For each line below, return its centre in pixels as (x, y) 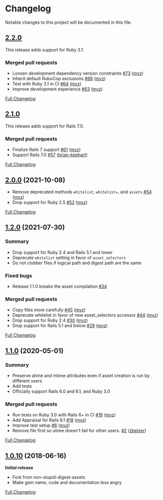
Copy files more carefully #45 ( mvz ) (49, 310)
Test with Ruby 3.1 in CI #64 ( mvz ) (47, 84)
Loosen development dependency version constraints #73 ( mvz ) (78, 73)
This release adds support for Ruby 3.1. (45, 49)
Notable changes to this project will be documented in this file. (68, 22)
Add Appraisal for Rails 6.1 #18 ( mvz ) (49, 420)
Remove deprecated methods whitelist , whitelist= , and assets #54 (82, 192)
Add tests (22, 386)
